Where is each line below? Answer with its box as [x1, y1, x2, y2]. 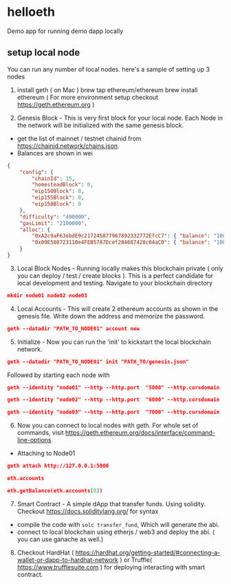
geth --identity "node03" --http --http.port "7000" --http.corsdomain [7, 409, 220, 416]
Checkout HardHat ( [16, 548, 74, 556]
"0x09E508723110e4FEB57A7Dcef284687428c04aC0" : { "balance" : [32, 239, 211, 246]
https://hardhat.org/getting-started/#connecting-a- [75, 548, 221, 556]
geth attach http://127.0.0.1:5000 [7, 462, 109, 470]
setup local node [7, 47, 80, 58]
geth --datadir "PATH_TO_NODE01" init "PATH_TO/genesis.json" [7, 358, 189, 365]
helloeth [7, 4, 55, 20]
